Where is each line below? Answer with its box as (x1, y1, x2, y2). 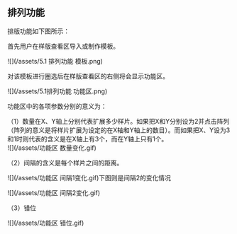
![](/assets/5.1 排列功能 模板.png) (7, 57, 103, 65)
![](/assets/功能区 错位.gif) (7, 218, 84, 227)
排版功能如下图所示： (7, 27, 70, 35)
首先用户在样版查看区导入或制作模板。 (7, 42, 119, 50)
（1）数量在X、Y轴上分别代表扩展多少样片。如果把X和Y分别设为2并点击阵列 (7, 117, 230, 125)
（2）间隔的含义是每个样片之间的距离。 (7, 158, 123, 167)
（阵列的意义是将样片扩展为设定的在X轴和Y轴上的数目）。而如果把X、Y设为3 (7, 126, 231, 134)
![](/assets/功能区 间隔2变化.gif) (7, 188, 101, 197)
